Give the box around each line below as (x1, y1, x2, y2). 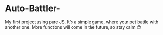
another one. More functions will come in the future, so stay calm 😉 (5, 24, 142, 30)
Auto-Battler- (5, 3, 61, 14)
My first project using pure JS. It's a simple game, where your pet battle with (5, 19, 159, 25)
